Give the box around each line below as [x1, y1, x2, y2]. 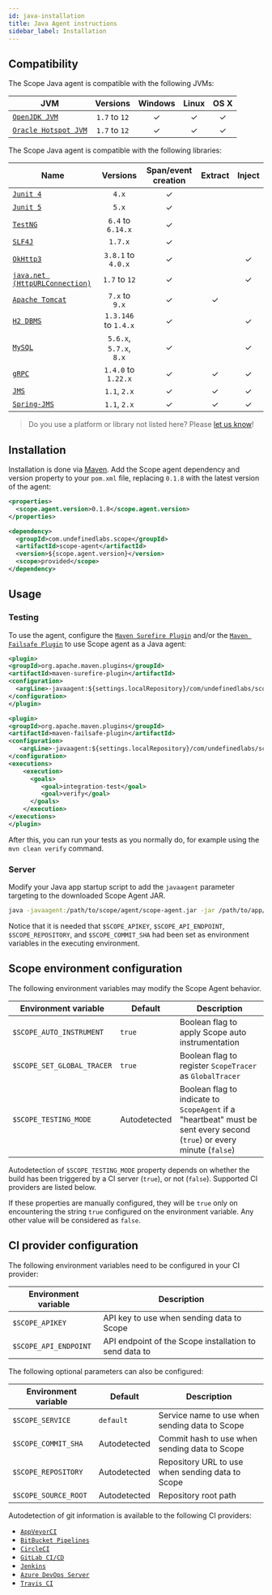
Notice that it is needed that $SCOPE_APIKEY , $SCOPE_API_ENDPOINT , [8, 920, 225, 930]
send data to [103, 1345, 151, 1356]
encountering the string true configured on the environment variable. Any [8, 1206, 254, 1216]
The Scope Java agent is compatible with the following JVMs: [8, 79, 215, 88]
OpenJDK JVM [12, 113, 59, 122]
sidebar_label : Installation [8, 27, 107, 35]
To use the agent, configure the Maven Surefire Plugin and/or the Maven [8, 630, 249, 640]
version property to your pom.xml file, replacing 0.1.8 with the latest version [8, 473, 260, 483]
